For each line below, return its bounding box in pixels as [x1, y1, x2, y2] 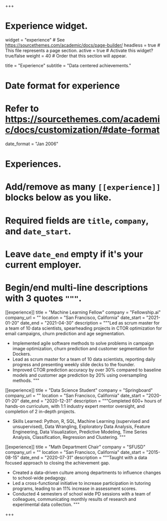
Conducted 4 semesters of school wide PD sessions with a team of [12, 490, 151, 496]
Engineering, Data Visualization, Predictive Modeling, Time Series [12, 429, 147, 435]
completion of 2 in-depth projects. [5, 408, 76, 414]
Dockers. [12, 351, 31, 357]
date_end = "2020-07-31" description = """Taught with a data [20, 454, 147, 460]
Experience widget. [5, 21, 88, 32]
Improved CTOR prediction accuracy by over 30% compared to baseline [12, 367, 161, 373]
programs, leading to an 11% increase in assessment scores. [12, 485, 137, 491]
